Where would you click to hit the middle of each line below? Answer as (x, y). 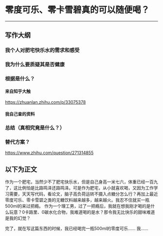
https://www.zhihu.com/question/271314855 (49, 153)
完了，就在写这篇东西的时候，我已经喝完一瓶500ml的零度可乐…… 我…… (77, 228)
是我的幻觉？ (18, 218)
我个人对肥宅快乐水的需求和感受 (42, 50)
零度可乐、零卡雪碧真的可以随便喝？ (77, 10)
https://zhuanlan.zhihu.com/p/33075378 (45, 102)
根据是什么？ (20, 79)
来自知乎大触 (18, 91)
